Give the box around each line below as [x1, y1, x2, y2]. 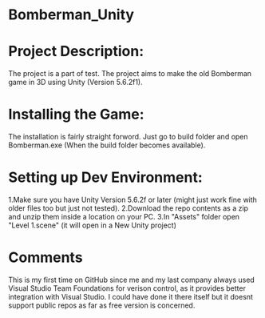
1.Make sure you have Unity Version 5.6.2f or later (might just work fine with [8, 195, 258, 204]
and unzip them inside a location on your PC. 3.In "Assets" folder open [8, 212, 240, 221]
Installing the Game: [8, 106, 145, 123]
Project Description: [8, 42, 144, 61]
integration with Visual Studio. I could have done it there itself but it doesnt [8, 292, 254, 301]
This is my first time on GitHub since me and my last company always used [8, 275, 255, 284]
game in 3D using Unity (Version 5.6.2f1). [8, 78, 143, 87]
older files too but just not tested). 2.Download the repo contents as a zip [8, 203, 249, 213]
